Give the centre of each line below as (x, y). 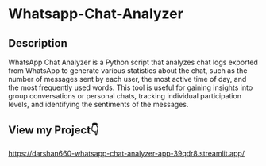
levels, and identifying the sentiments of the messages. (98, 104)
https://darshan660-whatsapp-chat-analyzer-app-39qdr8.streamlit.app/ (126, 153)
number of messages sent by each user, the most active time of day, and (127, 79)
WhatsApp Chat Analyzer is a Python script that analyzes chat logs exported (133, 62)
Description (38, 43)
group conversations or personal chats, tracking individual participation (125, 96)
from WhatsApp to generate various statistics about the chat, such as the (128, 71)
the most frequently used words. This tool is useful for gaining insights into (131, 87)
